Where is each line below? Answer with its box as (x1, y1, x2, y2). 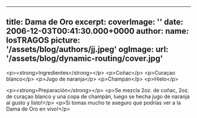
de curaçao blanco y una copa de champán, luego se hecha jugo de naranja (6, 93, 190, 100)
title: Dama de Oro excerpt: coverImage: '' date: (6, 17, 184, 27)
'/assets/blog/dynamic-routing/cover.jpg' (6, 54, 163, 64)
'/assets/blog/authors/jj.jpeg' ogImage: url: (6, 44, 169, 54)
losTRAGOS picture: (6, 36, 80, 46)
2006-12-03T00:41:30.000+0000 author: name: (6, 26, 189, 36)
